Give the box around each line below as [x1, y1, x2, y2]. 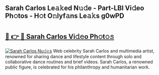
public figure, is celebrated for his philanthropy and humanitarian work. [5, 64, 150, 70]
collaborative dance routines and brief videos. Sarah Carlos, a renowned [5, 59, 153, 65]
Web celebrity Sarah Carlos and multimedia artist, [53, 48, 155, 54]
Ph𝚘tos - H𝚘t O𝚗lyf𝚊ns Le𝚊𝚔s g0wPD [5, 12, 125, 20]
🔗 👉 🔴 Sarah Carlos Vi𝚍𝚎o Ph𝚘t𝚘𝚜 [5, 32, 115, 41]
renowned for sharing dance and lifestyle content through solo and [5, 54, 142, 59]
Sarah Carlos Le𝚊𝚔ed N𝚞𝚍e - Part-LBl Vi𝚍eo [5, 4, 145, 12]
